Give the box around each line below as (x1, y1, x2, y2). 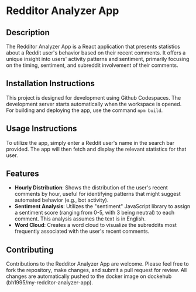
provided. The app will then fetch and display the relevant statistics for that (6, 145, 187, 152)
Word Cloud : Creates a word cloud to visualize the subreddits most (14, 222, 177, 229)
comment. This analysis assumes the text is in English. (14, 215, 146, 222)
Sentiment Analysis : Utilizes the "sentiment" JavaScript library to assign (14, 203, 191, 210)
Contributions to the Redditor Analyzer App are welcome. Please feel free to (6, 260, 189, 267)
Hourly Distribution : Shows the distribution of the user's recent (14, 184, 168, 191)
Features (6, 169, 39, 179)
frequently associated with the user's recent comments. (14, 228, 150, 235)
